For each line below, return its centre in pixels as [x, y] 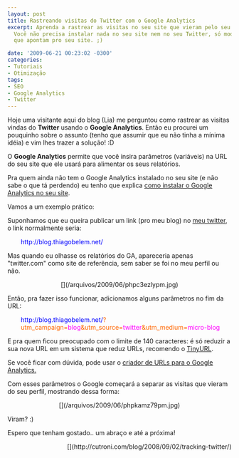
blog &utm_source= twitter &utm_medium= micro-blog [144, 328]
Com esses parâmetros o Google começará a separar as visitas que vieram [118, 384]
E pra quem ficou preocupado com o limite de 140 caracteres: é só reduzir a [119, 341]
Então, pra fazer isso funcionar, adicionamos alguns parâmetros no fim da [116, 298]
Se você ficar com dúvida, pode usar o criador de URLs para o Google [110, 363]
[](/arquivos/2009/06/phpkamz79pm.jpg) [119, 405]
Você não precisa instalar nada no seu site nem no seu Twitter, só [117, 34]
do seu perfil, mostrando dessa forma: [63, 392]
